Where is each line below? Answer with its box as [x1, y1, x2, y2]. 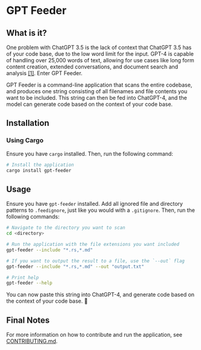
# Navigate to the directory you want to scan [6, 225, 126, 231]
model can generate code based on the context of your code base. [6, 101, 173, 108]
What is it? [6, 28, 47, 38]
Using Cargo [6, 136, 44, 145]
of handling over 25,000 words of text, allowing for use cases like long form [6, 57, 194, 64]
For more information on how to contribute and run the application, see [6, 331, 183, 338]
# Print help [6, 274, 39, 280]
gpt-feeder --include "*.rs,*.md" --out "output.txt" [6, 263, 145, 269]
